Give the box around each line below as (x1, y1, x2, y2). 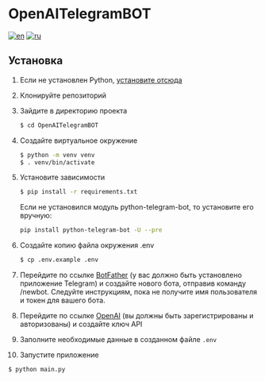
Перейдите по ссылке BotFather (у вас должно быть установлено (19, 271, 242, 279)
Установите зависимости (19, 172, 106, 183)
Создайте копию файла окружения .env (19, 241, 155, 250)
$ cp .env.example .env (19, 256, 99, 264)
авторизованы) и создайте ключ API (19, 319, 143, 329)
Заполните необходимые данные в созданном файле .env (19, 335, 217, 344)
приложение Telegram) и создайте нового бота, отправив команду (19, 279, 247, 288)
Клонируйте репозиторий (19, 90, 107, 100)
